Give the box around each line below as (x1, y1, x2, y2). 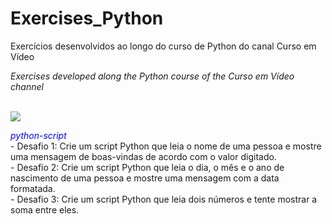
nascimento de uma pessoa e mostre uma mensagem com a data (10, 172, 280, 184)
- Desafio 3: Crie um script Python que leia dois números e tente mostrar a (10, 193, 318, 205)
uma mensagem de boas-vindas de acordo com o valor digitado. (10, 150, 277, 162)
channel (10, 80, 44, 92)
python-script (10, 129, 67, 141)
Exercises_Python (10, 7, 164, 30)
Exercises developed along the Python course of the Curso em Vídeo (10, 70, 295, 82)
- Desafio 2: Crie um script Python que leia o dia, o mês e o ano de (10, 161, 285, 173)
